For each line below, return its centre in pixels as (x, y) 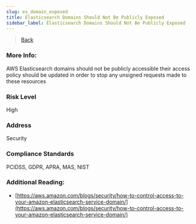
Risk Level (22, 96)
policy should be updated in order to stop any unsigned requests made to (97, 75)
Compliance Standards (40, 154)
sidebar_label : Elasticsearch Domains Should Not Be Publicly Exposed (96, 23)
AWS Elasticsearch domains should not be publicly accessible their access (98, 68)
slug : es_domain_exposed (37, 12)
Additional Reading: (36, 182)
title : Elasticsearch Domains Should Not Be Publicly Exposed (85, 17)
